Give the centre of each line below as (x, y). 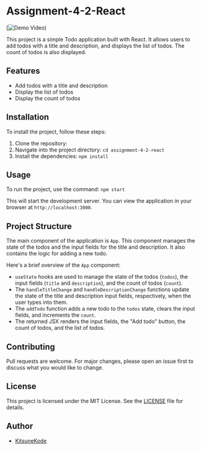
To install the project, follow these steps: (56, 132)
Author (19, 426)
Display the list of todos (44, 92)
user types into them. (41, 302)
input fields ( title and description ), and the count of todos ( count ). (99, 283)
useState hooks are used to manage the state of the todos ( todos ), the (101, 277)
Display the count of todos (48, 98)
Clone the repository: (41, 143)
